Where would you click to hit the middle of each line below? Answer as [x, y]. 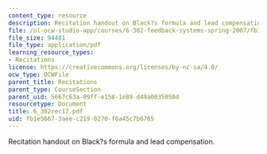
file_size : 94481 [37, 38]
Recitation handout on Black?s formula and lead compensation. [112, 141]
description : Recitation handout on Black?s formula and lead [113, 23]
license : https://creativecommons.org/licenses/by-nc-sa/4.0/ [113, 67]
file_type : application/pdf [55, 45]
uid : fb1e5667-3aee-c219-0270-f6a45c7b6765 [81, 119]
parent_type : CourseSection [55, 89]
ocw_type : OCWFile [39, 75]
